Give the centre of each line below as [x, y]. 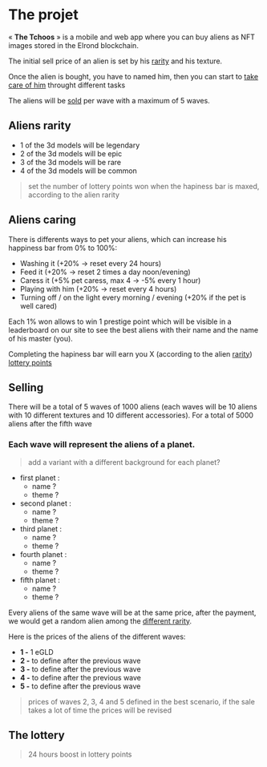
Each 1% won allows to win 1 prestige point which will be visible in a [120, 321]
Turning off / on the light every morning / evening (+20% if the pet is [133, 297]
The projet [43, 15]
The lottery [37, 735]
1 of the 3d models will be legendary [80, 145]
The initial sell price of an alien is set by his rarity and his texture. [115, 61]
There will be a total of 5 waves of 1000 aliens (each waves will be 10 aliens [133, 407]
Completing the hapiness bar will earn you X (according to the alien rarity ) [130, 353]
